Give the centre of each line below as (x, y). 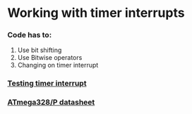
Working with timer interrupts (96, 13)
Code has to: (30, 35)
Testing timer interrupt (47, 84)
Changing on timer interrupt (58, 65)
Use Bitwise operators (50, 58)
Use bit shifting (40, 50)
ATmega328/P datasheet (51, 102)
